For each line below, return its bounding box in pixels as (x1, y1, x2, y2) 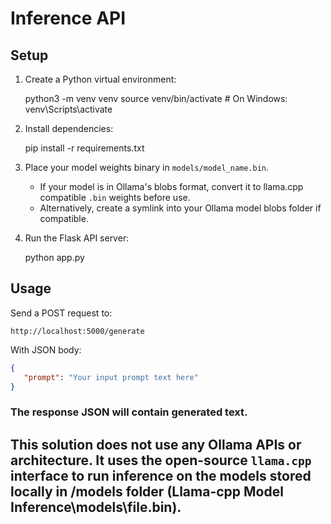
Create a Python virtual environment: (24, 73, 177, 85)
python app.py (24, 252, 85, 263)
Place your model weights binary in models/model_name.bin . (24, 162, 270, 173)
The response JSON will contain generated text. (10, 405, 248, 419)
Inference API (10, 7, 127, 30)
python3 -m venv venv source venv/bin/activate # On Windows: (24, 93, 288, 104)
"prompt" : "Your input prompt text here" (23, 372, 199, 382)
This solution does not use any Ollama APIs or (10, 436, 302, 453)
